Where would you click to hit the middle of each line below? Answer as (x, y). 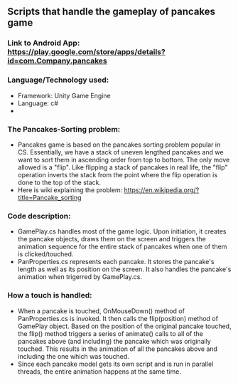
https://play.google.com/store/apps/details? (86, 52)
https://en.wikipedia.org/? (162, 190)
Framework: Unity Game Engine (64, 95)
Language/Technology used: (58, 80)
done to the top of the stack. (59, 182)
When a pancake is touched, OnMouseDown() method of (101, 311)
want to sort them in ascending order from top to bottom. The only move (124, 159)
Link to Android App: (44, 43)
